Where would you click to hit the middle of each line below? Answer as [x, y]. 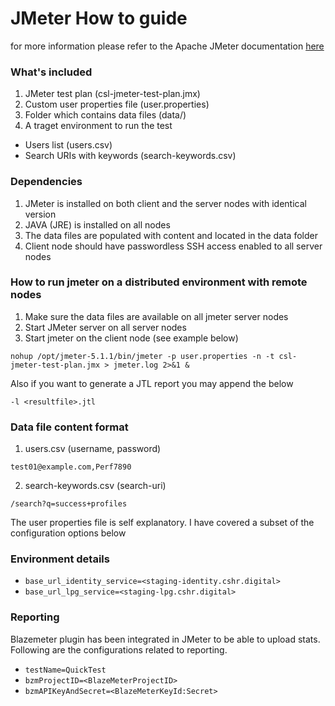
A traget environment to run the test [98, 126]
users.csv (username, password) [93, 449]
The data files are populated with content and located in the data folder [171, 235]
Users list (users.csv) [68, 145]
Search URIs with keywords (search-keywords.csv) [130, 156]
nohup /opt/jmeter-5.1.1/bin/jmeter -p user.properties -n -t [142, 356]
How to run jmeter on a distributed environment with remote [159, 282]
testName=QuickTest [65, 670]
